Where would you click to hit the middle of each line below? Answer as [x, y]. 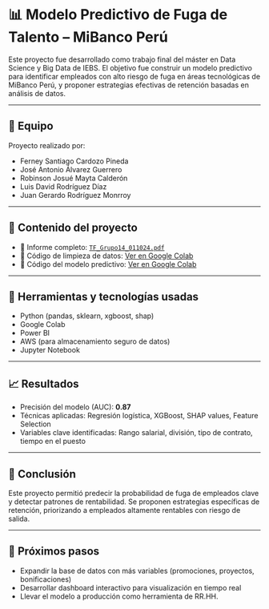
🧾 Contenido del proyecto [73, 228]
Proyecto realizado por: [47, 145]
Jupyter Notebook [50, 350]
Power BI [35, 333]
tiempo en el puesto [53, 442]
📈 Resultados [44, 383]
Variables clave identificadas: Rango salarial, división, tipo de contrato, [137, 433]
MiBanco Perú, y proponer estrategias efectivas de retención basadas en [129, 85]
